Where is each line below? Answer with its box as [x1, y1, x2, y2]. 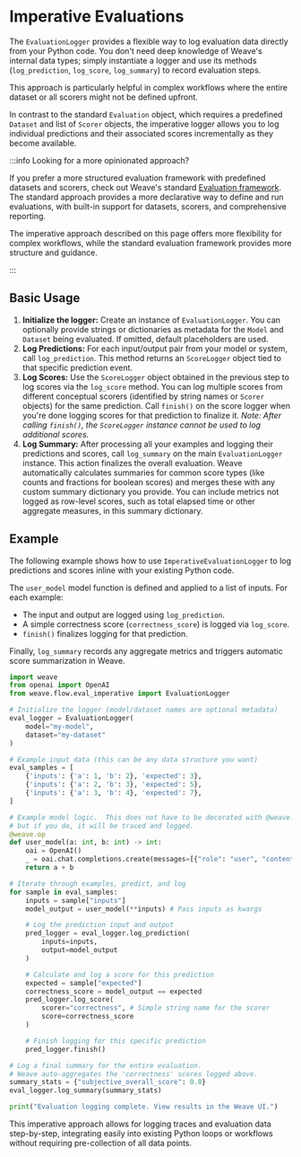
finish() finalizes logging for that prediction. [21, 628, 188, 639]
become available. [9, 137, 77, 148]
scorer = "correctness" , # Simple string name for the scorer [41, 1003, 271, 1012]
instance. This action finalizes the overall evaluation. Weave [21, 457, 243, 468]
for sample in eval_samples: [9, 888, 118, 896]
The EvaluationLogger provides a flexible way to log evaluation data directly [9, 36, 288, 47]
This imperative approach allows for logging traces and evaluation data [9, 1118, 271, 1129]
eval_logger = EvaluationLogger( [9, 714, 134, 723]
